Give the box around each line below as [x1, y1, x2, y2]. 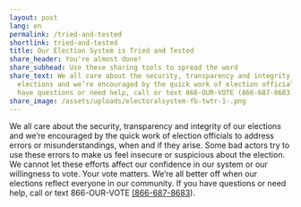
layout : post [9, 13, 58, 22]
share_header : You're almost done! [9, 55, 142, 64]
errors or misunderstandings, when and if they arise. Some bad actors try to [9, 140, 290, 151]
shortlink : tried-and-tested [9, 38, 118, 47]
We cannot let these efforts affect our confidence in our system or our [9, 159, 269, 170]
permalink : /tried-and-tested [9, 30, 123, 39]
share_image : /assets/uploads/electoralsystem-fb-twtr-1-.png [9, 96, 246, 106]
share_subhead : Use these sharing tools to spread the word [9, 64, 239, 73]
